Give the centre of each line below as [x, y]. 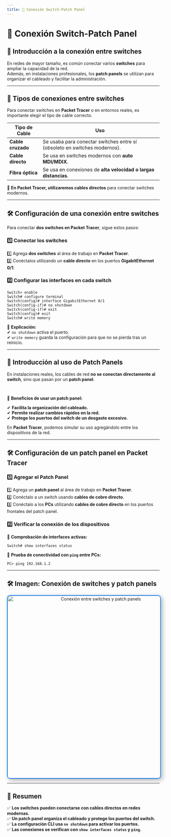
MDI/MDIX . [55, 162]
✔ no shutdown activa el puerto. [38, 332]
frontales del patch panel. [32, 511]
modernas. [18, 814]
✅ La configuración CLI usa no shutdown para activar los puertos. [73, 824]
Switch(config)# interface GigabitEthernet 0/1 [56, 301]
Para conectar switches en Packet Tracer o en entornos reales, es [73, 110]
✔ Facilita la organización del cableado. [47, 407]
